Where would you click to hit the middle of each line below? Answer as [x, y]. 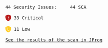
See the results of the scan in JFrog [54, 40]
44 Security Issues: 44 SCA [46, 7]
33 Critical [29, 18]
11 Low [22, 29]
